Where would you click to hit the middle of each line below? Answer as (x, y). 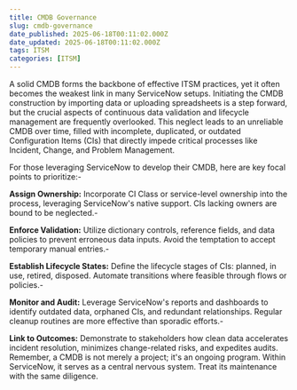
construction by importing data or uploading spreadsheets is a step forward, (148, 103)
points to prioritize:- (45, 177)
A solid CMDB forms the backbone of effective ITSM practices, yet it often (145, 84)
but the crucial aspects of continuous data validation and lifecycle (129, 112)
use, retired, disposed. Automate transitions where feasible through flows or (148, 275)
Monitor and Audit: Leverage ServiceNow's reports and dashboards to (139, 302)
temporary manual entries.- (59, 249)
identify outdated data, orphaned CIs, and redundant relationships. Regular (146, 311)
